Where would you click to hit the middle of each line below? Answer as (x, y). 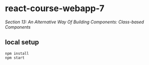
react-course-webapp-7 (55, 8)
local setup (22, 42)
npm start (15, 58)
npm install (17, 53)
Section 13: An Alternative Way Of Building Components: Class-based (74, 22)
